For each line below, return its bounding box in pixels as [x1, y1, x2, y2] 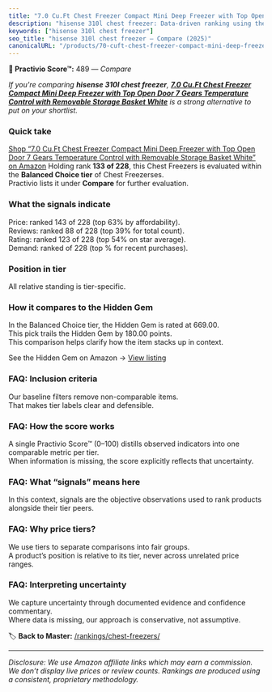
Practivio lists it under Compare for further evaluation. [8, 179, 189, 189]
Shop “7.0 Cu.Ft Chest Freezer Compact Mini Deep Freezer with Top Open [8, 144, 256, 154]
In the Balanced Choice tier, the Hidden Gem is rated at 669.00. [8, 321, 220, 330]
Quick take [8, 126, 52, 138]
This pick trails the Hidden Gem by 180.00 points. [8, 329, 172, 338]
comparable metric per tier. [8, 447, 100, 457]
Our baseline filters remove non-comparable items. [8, 392, 179, 401]
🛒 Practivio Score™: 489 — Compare [8, 64, 132, 74]
